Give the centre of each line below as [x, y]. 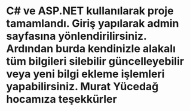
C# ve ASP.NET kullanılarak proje [90, 11]
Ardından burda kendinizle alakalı [91, 49]
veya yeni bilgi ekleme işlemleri [85, 74]
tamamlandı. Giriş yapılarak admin [93, 23]
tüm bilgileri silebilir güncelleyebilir [95, 61]
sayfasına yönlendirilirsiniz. [76, 36]
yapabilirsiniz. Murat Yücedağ [82, 87]
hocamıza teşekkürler [62, 99]
